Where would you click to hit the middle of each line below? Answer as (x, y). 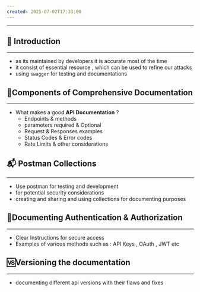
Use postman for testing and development (67, 186)
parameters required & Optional (63, 125)
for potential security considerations (60, 193)
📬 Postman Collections (52, 163)
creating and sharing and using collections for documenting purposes (101, 199)
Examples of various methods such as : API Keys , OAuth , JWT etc (97, 244)
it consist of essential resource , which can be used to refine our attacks (104, 67)
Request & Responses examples (64, 131)
